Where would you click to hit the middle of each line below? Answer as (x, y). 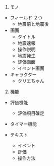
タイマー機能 (23, 124)
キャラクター (23, 75)
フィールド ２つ (26, 18)
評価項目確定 (31, 113)
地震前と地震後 (33, 24)
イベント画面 (31, 68)
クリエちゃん (31, 81)
